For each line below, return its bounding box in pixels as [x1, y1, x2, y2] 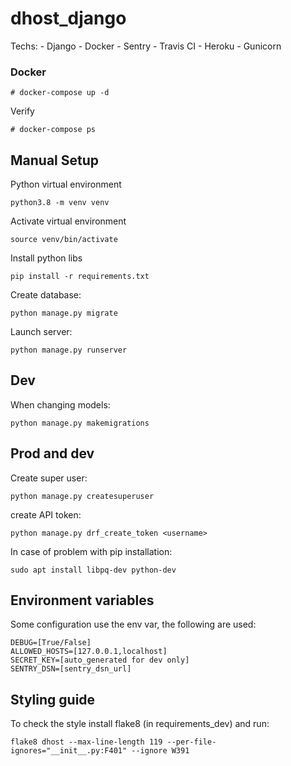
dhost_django [10, 7, 127, 30]
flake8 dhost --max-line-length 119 [10, 737, 163, 747]
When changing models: [10, 398, 111, 411]
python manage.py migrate [10, 308, 118, 319]
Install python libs [10, 252, 83, 264]
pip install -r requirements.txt [10, 272, 150, 282]
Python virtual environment [10, 178, 122, 191]
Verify [10, 105, 35, 117]
